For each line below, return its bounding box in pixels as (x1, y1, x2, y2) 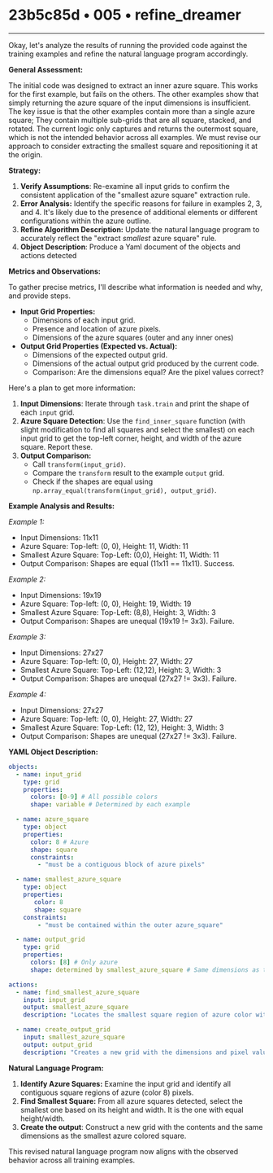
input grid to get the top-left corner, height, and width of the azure (19, 433, 242, 443)
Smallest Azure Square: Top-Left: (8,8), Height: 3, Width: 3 (19, 607, 217, 617)
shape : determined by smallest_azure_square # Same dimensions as (29, 965, 260, 974)
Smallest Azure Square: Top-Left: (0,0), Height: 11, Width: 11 (19, 550, 219, 560)
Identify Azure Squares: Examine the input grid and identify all (19, 1079, 232, 1088)
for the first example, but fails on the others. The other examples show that (8, 89, 259, 99)
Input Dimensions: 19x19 (19, 590, 102, 600)
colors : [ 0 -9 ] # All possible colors (29, 793, 158, 802)
